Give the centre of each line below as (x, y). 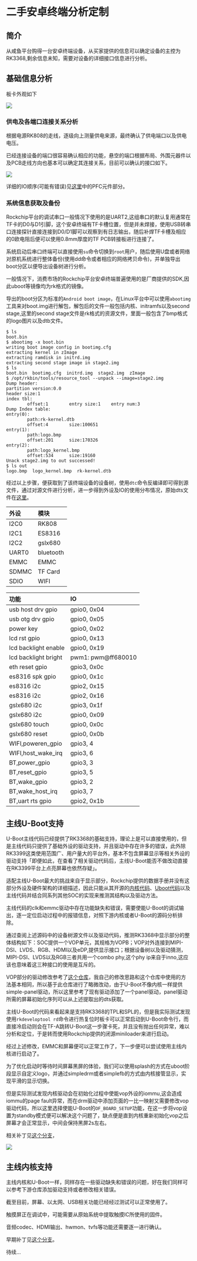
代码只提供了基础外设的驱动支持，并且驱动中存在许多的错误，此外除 (103, 846)
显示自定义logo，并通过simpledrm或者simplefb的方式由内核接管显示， (96, 1074)
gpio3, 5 (82, 772)
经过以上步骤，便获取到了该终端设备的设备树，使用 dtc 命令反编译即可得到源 (97, 483)
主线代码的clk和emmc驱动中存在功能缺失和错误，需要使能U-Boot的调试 (93, 908)
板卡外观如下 (21, 94)
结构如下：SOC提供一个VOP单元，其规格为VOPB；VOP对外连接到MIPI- (97, 942)
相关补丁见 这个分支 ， (32, 1136)
